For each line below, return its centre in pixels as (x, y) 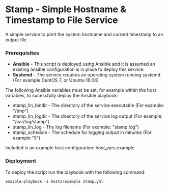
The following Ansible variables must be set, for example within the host (81, 90)
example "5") (26, 138)
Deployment (21, 161)
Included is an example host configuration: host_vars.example (70, 148)
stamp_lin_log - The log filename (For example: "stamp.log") (76, 127)
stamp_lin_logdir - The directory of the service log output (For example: (88, 116)
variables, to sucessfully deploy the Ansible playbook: (62, 96)
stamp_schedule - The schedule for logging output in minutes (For (82, 132)
